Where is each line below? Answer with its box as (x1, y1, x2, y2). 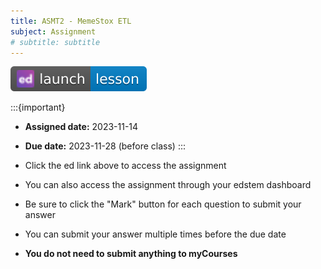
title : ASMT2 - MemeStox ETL (10, 16, 132, 26)
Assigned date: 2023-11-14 (24, 121, 139, 133)
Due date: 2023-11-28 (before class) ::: (24, 140, 186, 152)
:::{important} (10, 101, 66, 114)
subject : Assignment (10, 26, 97, 37)
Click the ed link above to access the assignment (24, 160, 227, 172)
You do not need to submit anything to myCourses (24, 248, 238, 260)
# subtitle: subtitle (10, 37, 101, 47)
